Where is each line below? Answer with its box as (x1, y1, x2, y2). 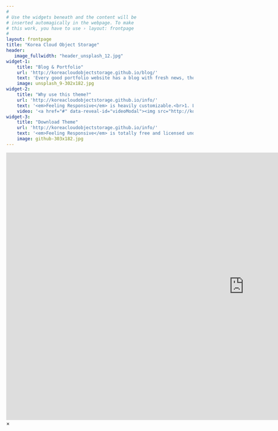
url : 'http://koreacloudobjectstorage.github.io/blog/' (17, 70, 159, 75)
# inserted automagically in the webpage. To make (6, 20, 134, 26)
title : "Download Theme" (17, 119, 78, 125)
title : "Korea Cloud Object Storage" (6, 42, 100, 48)
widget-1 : (6, 58, 31, 64)
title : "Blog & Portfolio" (17, 64, 84, 70)
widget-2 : (6, 86, 31, 92)
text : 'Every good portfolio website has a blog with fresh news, (17, 75, 185, 81)
